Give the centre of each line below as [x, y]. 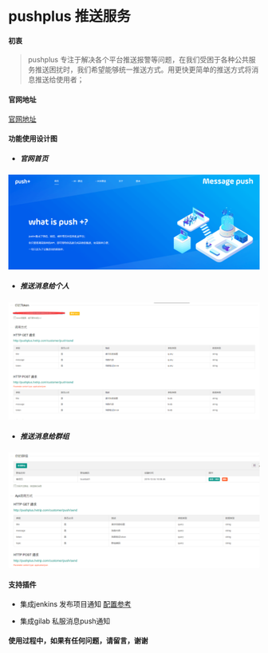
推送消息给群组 [44, 436]
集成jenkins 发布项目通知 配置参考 [75, 603]
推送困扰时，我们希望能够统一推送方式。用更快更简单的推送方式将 [143, 70]
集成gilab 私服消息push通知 [65, 621]
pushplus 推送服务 [70, 16]
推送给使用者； [59, 80]
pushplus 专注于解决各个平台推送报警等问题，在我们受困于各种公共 [138, 60]
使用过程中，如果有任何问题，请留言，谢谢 [78, 641]
